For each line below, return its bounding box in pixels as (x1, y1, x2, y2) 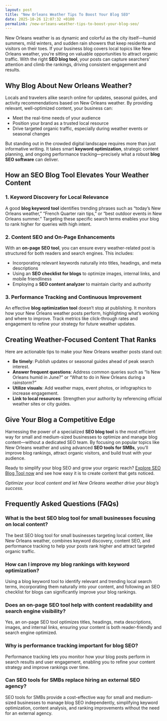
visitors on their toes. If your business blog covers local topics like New (5, 45, 151, 51)
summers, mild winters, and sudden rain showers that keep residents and (5, 40, 156, 46)
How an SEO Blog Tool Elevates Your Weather (5, 171, 149, 179)
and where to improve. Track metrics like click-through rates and (5, 315, 138, 321)
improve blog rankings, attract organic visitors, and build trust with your (5, 449, 152, 455)
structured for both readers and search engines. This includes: (5, 250, 134, 256)
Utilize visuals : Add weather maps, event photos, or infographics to (12, 385, 152, 391)
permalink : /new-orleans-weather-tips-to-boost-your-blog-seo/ (5, 21, 140, 26)
